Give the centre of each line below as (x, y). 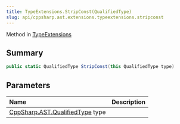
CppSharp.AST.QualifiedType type (58, 112)
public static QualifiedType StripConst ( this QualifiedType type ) (90, 67)
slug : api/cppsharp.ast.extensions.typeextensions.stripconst (85, 17)
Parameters (28, 85)
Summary (25, 53)
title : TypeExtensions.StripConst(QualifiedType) (69, 12)
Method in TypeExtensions (39, 34)
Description (128, 102)
